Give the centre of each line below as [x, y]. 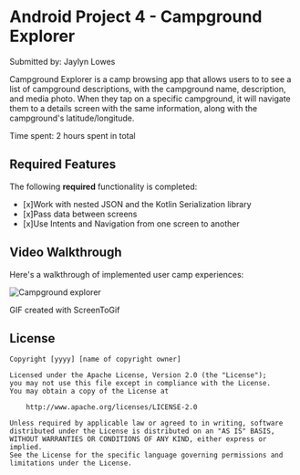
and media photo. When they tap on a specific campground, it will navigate [150, 99]
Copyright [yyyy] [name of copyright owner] [95, 359]
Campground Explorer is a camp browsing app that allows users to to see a [150, 79]
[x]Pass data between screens [80, 214]
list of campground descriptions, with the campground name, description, [148, 89]
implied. [26, 448]
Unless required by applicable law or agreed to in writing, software [146, 423]
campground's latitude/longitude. [72, 118]
